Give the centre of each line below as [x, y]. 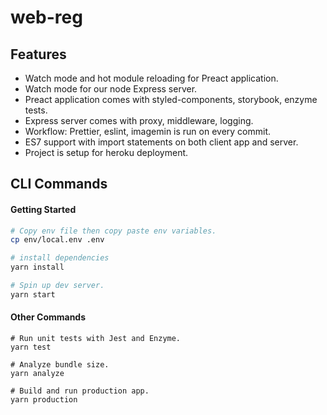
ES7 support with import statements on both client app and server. [161, 142]
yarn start [33, 294]
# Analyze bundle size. [60, 365]
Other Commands [48, 317]
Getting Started [43, 209]
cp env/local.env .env [57, 240]
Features [38, 54]
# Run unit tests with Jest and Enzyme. [96, 339]
